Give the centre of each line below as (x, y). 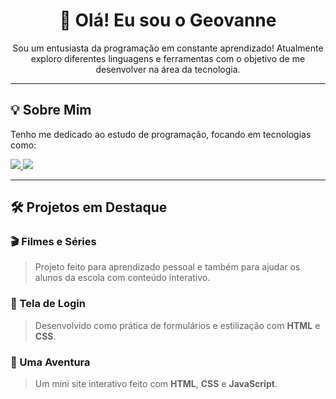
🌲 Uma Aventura (50, 362)
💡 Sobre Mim (51, 110)
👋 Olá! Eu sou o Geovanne (168, 20)
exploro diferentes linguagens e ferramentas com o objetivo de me (168, 58)
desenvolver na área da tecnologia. (168, 69)
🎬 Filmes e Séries (53, 242)
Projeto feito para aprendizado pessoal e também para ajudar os (167, 267)
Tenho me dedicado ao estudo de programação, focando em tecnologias (161, 134)
